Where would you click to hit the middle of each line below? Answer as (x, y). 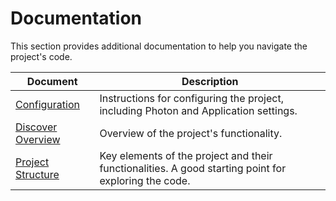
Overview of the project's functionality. (191, 133)
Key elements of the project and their (186, 155)
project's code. (41, 56)
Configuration (47, 104)
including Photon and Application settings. (198, 110)
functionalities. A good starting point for (193, 168)
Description (210, 81)
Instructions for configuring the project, (191, 98)
